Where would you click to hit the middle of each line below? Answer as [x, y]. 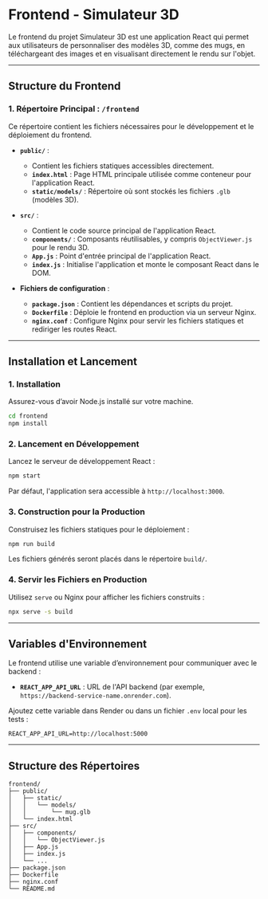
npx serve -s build [41, 611]
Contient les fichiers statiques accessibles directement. [123, 166]
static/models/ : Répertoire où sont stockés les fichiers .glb [131, 191]
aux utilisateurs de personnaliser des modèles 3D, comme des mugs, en [127, 45]
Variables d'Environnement [78, 644]
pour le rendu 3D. [60, 247]
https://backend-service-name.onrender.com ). [95, 696]
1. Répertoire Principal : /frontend [74, 109]
